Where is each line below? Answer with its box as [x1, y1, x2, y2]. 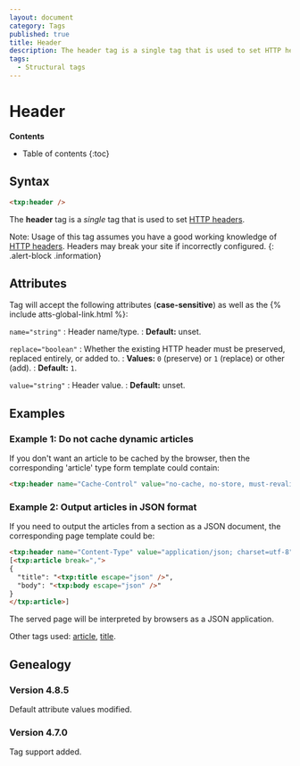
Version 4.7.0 [9, 726, 69, 738]
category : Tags [9, 21, 66, 30]
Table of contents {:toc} [21, 148, 110, 159]
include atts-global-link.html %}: [9, 309, 129, 320]
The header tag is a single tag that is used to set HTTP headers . [9, 213, 246, 224]
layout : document [9, 12, 74, 22]
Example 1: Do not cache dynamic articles [9, 432, 194, 445]
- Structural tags [17, 63, 87, 72]
